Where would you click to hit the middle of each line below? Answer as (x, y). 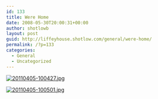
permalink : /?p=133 (30, 45)
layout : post (22, 34)
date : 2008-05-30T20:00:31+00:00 (47, 23)
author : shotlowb (28, 28)
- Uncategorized (31, 61)
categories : (21, 50)
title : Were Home (28, 17)
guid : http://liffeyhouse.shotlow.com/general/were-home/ (79, 39)
